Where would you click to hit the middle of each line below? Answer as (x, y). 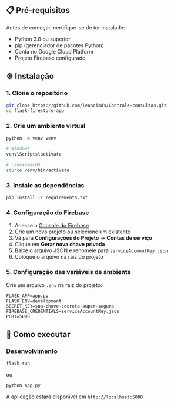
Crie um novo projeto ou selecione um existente (73, 232)
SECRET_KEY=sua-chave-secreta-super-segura (60, 306)
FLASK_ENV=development (34, 301)
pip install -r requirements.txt (47, 198)
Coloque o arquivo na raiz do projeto (59, 257)
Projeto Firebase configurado (50, 58)
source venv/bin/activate (38, 170)
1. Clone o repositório (37, 93)
